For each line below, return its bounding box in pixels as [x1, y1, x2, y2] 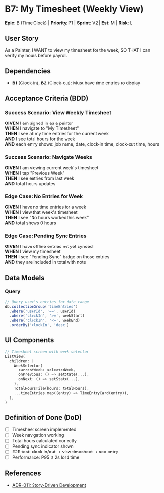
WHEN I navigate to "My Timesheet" [5, 125, 79, 131]
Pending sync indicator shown [12, 443, 74, 449]
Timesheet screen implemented [12, 426, 77, 433]
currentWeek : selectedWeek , [18, 368, 76, 372]
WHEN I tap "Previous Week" [5, 170, 65, 176]
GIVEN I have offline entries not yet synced [5, 244, 93, 249]
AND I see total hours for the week [5, 136, 75, 142]
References [5, 469, 41, 477]
